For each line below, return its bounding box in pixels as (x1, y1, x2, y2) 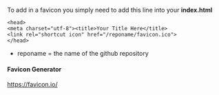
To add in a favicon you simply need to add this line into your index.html (7, 6, 213, 14)
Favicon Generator (7, 65, 62, 73)
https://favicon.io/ (7, 81, 58, 89)
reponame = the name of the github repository (17, 50, 149, 57)
